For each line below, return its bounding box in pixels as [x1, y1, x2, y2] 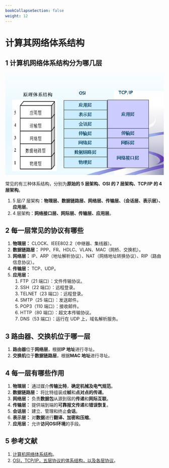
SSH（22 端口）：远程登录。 [20, 285, 78, 291]
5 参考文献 [5, 437, 38, 445]
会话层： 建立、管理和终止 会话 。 [12, 408, 80, 414]
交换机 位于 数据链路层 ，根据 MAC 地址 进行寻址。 [12, 352, 113, 359]
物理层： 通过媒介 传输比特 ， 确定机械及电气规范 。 [12, 383, 116, 389]
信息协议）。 [12, 259, 37, 265]
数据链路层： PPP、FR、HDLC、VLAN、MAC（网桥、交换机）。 [12, 247, 143, 253]
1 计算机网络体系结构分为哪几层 [5, 59, 103, 67]
